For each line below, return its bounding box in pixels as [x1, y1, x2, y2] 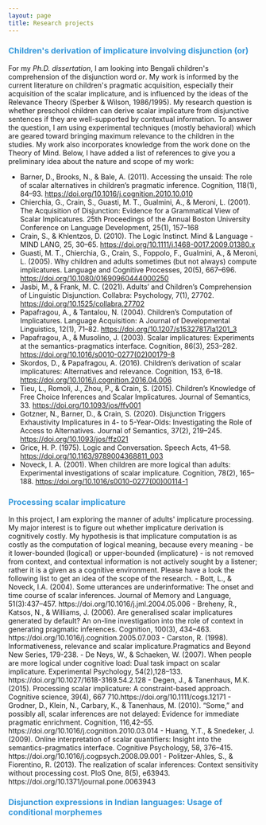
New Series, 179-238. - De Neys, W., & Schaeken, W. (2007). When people [8, 650, 252, 659]
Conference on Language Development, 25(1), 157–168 [19, 222, 199, 232]
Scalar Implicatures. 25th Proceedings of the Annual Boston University [19, 214, 251, 224]
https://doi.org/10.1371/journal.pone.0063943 [8, 777, 156, 787]
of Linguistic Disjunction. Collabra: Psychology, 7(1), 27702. [19, 290, 214, 299]
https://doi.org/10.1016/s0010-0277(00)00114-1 [35, 476, 189, 486]
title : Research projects [8, 19, 94, 27]
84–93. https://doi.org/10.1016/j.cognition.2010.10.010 [19, 189, 193, 198]
